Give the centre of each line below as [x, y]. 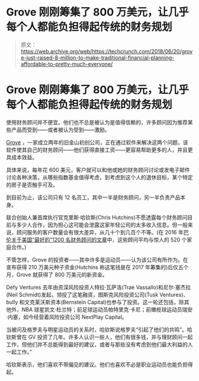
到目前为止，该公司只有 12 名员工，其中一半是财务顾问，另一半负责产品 [93, 197]
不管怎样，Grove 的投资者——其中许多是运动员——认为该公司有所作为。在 [97, 260]
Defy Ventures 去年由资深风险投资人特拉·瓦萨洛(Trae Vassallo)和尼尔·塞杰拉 [99, 287]
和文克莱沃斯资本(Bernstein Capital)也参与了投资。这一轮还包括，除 [102, 302]
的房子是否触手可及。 [32, 184]
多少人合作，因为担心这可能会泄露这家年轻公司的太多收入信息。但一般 [102, 225]
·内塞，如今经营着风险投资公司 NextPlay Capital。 [67, 317]
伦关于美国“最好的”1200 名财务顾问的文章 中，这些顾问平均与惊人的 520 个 [97, 240]
